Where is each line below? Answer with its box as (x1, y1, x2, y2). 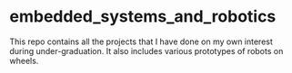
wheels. (9, 55, 39, 66)
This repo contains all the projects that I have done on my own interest (9, 36, 273, 47)
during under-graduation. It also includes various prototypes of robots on (9, 45, 284, 56)
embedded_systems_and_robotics (9, 6, 277, 27)
